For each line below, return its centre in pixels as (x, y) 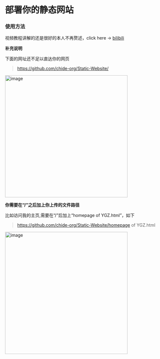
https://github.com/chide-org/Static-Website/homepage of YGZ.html (86, 225)
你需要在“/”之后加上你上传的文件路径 (42, 205)
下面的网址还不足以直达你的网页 (37, 59)
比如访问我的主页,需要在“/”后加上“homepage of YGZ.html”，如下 (70, 215)
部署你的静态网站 (40, 10)
